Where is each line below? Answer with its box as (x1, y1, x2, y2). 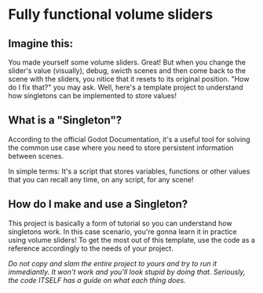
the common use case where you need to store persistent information (8, 143, 234, 152)
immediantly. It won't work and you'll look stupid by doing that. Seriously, (8, 267, 246, 277)
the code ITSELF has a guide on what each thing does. (8, 275, 186, 284)
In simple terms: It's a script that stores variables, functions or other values (8, 167, 250, 176)
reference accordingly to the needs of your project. (8, 244, 174, 253)
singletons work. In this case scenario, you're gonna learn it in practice (8, 226, 237, 236)
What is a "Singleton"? (8, 114, 122, 127)
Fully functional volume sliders (8, 5, 214, 24)
